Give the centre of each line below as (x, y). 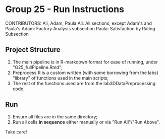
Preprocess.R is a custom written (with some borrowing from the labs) (86, 73)
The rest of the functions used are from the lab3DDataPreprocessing (84, 83)
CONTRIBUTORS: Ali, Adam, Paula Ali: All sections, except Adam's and (79, 23)
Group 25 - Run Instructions (65, 9)
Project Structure (33, 50)
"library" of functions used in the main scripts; (61, 78)
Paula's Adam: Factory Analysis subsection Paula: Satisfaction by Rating (80, 28)
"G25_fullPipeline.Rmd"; (38, 67)
